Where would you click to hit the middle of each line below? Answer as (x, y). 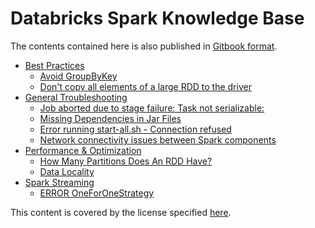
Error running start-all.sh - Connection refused (135, 129)
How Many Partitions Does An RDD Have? (126, 161)
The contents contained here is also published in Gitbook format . (144, 46)
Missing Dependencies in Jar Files (110, 118)
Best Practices (54, 65)
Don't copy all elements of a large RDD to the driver (145, 86)
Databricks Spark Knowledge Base (157, 18)
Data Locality (67, 171)
